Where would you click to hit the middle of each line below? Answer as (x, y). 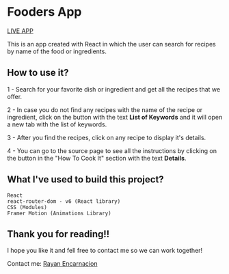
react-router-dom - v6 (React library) (64, 201)
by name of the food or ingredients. (57, 51)
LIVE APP (21, 31)
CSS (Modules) (27, 207)
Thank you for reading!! (58, 234)
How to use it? (38, 73)
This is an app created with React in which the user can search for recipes (112, 44)
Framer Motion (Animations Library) (59, 213)
